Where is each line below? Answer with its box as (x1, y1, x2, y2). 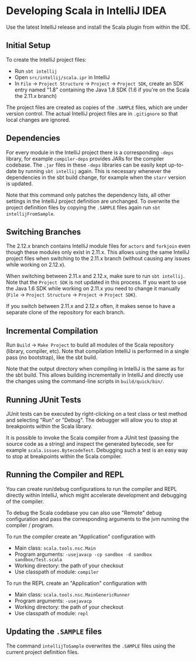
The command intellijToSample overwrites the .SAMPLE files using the (6, 642, 176, 649)
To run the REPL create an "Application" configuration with (6, 579, 147, 587)
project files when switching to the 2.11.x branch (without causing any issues (6, 255, 190, 262)
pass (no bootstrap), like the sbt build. (6, 354, 98, 361)
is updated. (6, 180, 33, 187)
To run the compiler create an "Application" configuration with (6, 533, 156, 540)
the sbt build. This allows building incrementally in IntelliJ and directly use (6, 371, 184, 379)
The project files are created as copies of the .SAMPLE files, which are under (6, 104, 188, 111)
